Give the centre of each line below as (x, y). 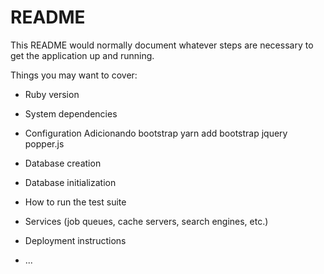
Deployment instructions (75, 240)
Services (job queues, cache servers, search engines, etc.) (146, 221)
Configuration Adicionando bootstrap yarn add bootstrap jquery (156, 133)
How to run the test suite (75, 202)
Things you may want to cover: (74, 75)
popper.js (44, 143)
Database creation (63, 163)
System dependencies (71, 113)
